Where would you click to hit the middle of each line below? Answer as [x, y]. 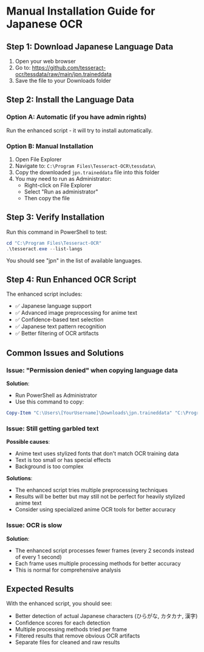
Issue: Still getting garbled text [53, 429]
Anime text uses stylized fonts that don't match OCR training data [97, 454]
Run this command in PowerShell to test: [57, 232]
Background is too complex [49, 466]
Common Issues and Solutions [65, 353]
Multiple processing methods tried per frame [71, 629]
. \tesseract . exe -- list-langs [45, 249]
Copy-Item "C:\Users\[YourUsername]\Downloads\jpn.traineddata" [89, 413]
